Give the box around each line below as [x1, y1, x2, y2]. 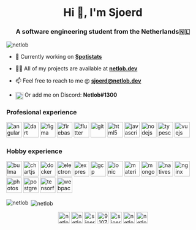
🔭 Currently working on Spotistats [15, 53, 102, 61]
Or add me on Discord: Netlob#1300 [24, 91, 118, 98]
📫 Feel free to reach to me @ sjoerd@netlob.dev [15, 77, 141, 84]
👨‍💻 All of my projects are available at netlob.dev [15, 65, 138, 72]
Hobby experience [6, 147, 62, 155]
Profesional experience [6, 108, 77, 116]
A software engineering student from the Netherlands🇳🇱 [15, 28, 190, 36]
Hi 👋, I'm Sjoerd [63, 6, 143, 20]
